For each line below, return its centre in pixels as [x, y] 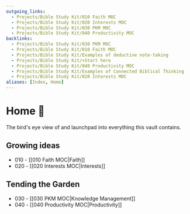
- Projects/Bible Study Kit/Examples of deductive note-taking [90, 55]
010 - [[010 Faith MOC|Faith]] [50, 160]
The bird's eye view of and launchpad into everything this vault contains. [94, 127]
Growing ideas [33, 146]
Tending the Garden [43, 184]
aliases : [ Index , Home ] [35, 82]
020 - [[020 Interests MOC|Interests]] [60, 166]
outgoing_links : [26, 11]
